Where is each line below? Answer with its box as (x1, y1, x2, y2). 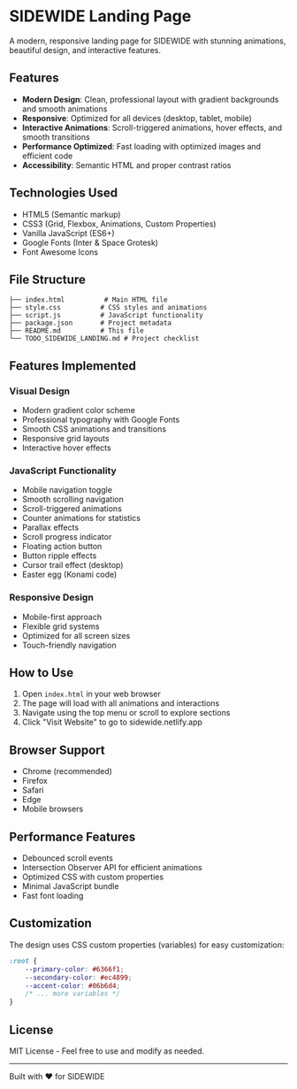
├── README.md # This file (9, 326, 144, 335)
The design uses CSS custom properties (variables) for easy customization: (9, 939, 285, 950)
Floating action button (21, 541, 103, 552)
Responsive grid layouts (21, 433, 110, 444)
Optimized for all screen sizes (21, 630, 131, 640)
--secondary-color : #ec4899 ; (25, 973, 133, 982)
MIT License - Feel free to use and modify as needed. (9, 1046, 205, 1056)
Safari (21, 785, 44, 795)
